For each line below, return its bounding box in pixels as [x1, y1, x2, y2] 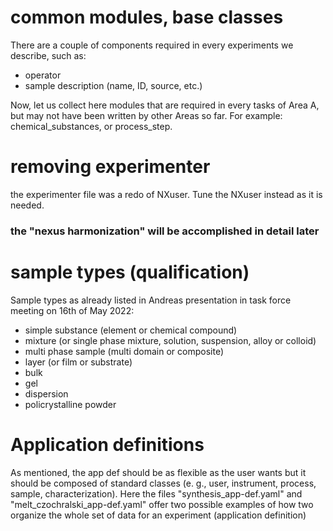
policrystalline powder [24, 398, 117, 410]
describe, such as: [10, 49, 87, 61]
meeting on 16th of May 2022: [10, 304, 135, 316]
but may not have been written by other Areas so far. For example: [10, 109, 283, 121]
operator [24, 69, 62, 81]
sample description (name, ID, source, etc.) [24, 79, 203, 91]
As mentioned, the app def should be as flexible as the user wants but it [10, 466, 307, 478]
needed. [10, 199, 45, 211]
